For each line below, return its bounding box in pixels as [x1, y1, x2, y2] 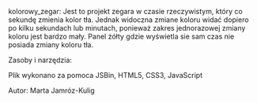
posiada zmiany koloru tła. [8, 40, 93, 50]
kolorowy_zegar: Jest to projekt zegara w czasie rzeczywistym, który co [8, 7, 243, 16]
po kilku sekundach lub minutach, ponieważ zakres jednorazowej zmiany [8, 24, 246, 32]
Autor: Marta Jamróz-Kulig [8, 86, 95, 95]
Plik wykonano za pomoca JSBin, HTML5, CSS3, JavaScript [8, 71, 203, 79]
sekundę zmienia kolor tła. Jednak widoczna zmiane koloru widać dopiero [8, 15, 249, 24]
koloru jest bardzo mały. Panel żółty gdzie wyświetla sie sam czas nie [8, 31, 235, 41]
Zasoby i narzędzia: [8, 55, 73, 64]
